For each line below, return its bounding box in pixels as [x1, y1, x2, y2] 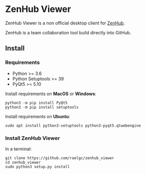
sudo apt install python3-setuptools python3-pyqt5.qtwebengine [5, 123, 141, 128]
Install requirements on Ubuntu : [5, 113, 71, 119]
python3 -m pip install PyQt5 [5, 100, 68, 105]
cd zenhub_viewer [5, 160, 41, 165]
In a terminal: [5, 146, 32, 152]
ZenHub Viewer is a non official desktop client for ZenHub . [5, 20, 125, 26]
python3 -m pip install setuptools [5, 105, 79, 110]
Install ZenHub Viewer [5, 135, 60, 142]
